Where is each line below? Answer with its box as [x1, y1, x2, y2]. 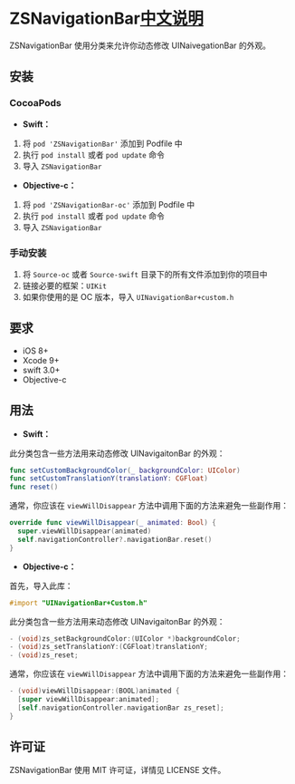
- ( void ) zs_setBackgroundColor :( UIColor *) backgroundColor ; [9, 634, 242, 644]
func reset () [9, 482, 59, 492]
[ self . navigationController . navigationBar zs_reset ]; [17, 703, 224, 712]
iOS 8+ [22, 345, 49, 356]
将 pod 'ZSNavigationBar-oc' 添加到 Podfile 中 [22, 198, 195, 209]
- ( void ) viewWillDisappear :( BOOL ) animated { [9, 686, 180, 696]
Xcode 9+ [22, 354, 60, 365]
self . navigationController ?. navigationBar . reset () [17, 535, 213, 544]
